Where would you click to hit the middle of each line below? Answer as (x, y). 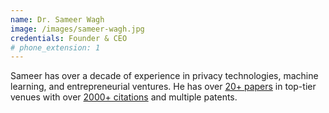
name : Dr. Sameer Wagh (57, 19)
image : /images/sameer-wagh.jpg (77, 29)
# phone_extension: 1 (55, 47)
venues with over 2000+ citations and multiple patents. (124, 97)
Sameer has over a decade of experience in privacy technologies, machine (164, 76)
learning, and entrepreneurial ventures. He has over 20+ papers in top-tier (163, 87)
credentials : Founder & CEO (69, 38)
